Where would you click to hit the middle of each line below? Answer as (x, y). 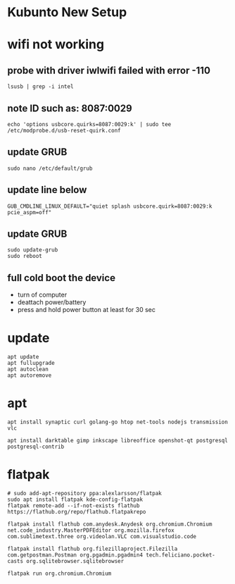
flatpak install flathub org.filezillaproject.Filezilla (93, 549)
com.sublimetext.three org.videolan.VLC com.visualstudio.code (102, 537)
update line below (47, 190)
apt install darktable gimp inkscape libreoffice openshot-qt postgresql (118, 441)
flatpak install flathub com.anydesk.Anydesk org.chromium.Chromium (110, 524)
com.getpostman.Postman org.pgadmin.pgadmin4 (75, 555)
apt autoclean (28, 369)
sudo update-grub (33, 250)
